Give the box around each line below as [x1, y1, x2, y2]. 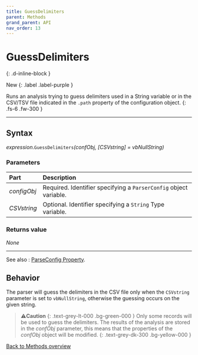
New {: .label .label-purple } [6, 81, 74, 88]
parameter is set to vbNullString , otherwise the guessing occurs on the [6, 295, 180, 302]
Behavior [6, 272, 40, 283]
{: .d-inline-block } [6, 70, 51, 77]
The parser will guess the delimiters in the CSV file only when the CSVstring [6, 288, 190, 295]
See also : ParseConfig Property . [6, 256, 85, 263]
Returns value [6, 225, 47, 234]
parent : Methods [6, 14, 46, 20]
